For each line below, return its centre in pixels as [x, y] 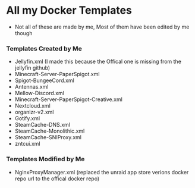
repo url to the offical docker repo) [57, 178]
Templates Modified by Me [45, 159]
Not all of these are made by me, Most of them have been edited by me [102, 27]
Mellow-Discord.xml [39, 93]
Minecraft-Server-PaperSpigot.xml [57, 74]
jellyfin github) [32, 68]
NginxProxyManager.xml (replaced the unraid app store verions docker [102, 172]
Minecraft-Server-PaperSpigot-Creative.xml [69, 99]
